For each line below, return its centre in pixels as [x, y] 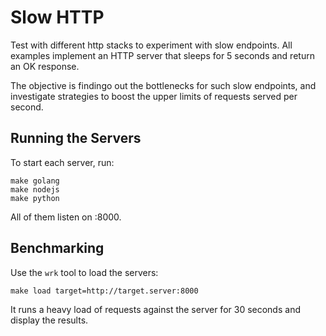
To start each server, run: [62, 162]
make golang [35, 181]
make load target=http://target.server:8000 [104, 291]
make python [35, 198]
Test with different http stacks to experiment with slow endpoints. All [151, 45]
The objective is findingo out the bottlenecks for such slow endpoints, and [163, 85]
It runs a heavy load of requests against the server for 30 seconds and [155, 309]
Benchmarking [57, 248]
